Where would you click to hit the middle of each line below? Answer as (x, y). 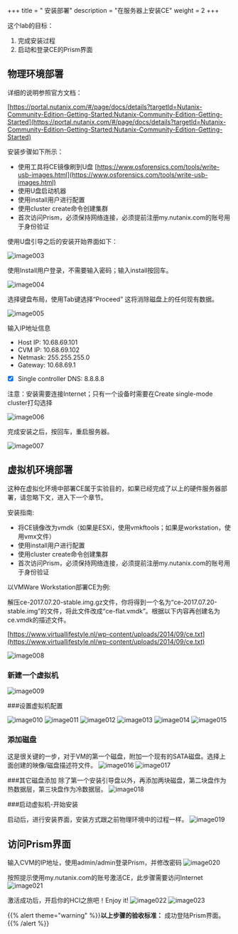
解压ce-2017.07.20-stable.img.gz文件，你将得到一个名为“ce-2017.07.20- (113, 602)
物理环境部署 (36, 74)
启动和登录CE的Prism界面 (55, 49)
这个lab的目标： (31, 26)
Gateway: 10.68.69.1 (47, 365)
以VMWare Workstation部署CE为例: (59, 587)
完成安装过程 (36, 41)
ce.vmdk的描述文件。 (39, 620)
